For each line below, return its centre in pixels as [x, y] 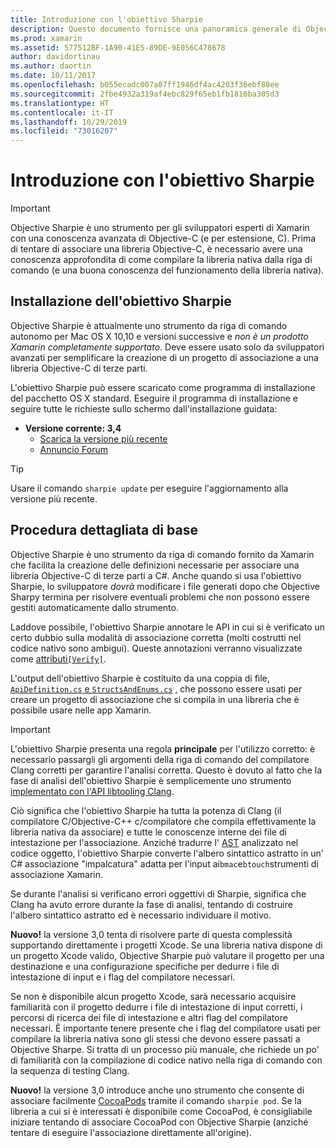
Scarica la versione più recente [103, 438]
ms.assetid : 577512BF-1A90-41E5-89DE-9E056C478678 [118, 47]
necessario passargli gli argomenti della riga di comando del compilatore [160, 759]
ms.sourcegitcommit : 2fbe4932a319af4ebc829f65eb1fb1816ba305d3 [145, 94]
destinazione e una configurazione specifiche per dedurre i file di [145, 966]
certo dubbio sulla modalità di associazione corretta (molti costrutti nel [156, 637]
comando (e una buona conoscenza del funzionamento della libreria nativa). [167, 270]
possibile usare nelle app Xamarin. [81, 710]
